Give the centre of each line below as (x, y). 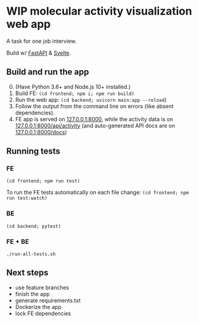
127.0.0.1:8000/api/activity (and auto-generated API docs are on (95, 126)
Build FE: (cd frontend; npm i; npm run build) (75, 93)
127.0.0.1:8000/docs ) (41, 132)
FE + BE (18, 241)
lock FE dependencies (43, 313)
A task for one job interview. (41, 41)
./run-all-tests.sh (31, 254)
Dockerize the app (38, 307)
